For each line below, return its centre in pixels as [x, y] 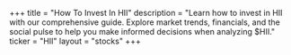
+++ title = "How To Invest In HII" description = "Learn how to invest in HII [146, 13]
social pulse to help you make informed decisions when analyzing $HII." [142, 31]
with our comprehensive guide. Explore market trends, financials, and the [145, 22]
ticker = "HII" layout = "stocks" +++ [75, 41]
